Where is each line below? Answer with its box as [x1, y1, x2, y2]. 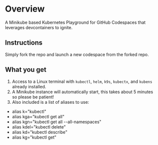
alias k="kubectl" [12, 108, 47, 114]
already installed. [12, 83, 46, 89]
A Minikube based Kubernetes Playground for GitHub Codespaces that [5, 19, 146, 25]
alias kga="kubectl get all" [12, 113, 65, 119]
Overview [5, 3, 45, 15]
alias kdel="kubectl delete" [12, 124, 66, 129]
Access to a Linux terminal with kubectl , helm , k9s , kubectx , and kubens [12, 79, 153, 84]
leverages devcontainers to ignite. [5, 24, 72, 30]
